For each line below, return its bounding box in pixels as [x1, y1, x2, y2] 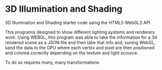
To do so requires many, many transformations [5, 59, 100, 65]
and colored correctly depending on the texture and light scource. [5, 50, 138, 56]
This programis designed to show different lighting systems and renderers [5, 29, 155, 35]
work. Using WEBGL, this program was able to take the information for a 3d [5, 34, 157, 40]
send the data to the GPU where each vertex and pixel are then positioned [5, 45, 155, 50]
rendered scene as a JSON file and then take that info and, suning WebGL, [5, 39, 156, 45]
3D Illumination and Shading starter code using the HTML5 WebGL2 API [5, 20, 151, 25]
